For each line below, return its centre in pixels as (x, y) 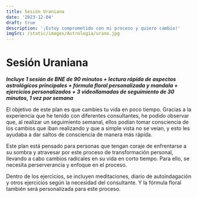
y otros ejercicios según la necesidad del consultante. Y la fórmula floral (94, 183)
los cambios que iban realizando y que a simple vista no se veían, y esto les (98, 128)
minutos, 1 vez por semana (40, 98)
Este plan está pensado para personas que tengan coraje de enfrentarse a (96, 146)
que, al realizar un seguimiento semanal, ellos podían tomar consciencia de (97, 122)
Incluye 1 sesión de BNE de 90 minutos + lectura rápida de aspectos (91, 79)
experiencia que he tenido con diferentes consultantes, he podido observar (98, 116)
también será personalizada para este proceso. (63, 189)
